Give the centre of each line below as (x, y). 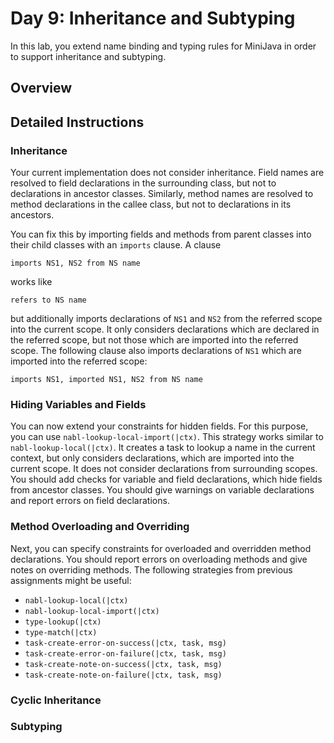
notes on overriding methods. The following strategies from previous (151, 569)
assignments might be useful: (71, 580)
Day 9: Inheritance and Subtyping (153, 18)
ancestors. (32, 215)
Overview (41, 88)
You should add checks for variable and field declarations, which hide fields (166, 479)
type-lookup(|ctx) (63, 622)
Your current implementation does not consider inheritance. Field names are (167, 173)
